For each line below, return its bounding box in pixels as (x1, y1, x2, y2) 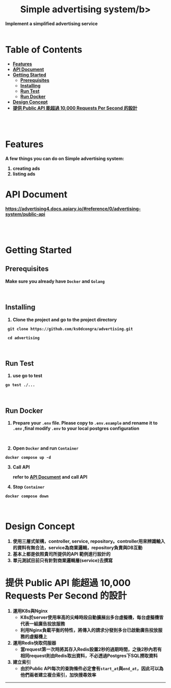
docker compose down (5, 494, 49, 499)
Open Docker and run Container (12, 445, 79, 451)
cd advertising (7, 335, 40, 341)
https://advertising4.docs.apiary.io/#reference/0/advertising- (5, 206, 141, 212)
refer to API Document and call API (12, 474, 88, 480)
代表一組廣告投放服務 (20, 620, 65, 627)
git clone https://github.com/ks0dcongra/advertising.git (7, 326, 133, 331)
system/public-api (5, 211, 46, 217)
